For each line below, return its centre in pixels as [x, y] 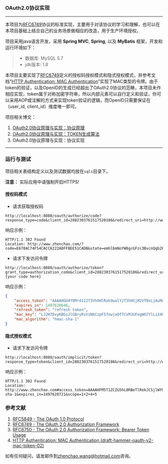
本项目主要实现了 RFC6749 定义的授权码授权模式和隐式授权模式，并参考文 [80, 75]
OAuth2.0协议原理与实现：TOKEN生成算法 [56, 134]
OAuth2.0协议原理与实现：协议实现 [48, 140]
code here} [30, 277]
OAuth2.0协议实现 [27, 8]
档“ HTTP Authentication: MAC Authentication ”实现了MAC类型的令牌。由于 [82, 82]
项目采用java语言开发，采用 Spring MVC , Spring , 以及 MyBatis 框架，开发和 [84, 42]
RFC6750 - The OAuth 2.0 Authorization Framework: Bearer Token [81, 430]
